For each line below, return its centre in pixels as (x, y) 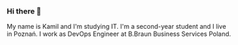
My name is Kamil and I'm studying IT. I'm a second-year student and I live (116, 27)
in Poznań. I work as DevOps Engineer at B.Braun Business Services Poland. (119, 34)
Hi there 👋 (24, 11)
